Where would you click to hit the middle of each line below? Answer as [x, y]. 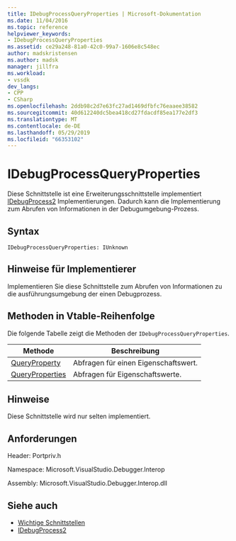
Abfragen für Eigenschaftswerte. [128, 374]
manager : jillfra [33, 67]
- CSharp [20, 100]
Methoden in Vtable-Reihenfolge [81, 316]
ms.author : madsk [33, 60]
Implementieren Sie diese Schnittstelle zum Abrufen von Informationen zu [115, 286]
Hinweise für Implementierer [72, 269]
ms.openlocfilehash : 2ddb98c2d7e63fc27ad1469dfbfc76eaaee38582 [103, 106]
